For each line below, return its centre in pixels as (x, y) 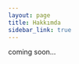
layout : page (29, 15)
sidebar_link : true (40, 30)
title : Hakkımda (34, 23)
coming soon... (32, 52)
